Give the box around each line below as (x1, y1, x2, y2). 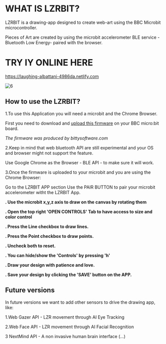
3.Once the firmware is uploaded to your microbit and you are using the (5, 169, 151, 175)
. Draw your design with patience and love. (5, 262, 95, 268)
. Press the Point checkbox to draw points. (5, 233, 94, 239)
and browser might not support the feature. (5, 150, 94, 156)
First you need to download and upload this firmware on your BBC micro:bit (5, 120, 160, 126)
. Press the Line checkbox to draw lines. (5, 223, 89, 229)
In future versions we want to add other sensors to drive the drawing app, (5, 299, 156, 305)
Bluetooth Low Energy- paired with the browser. (5, 39, 103, 45)
